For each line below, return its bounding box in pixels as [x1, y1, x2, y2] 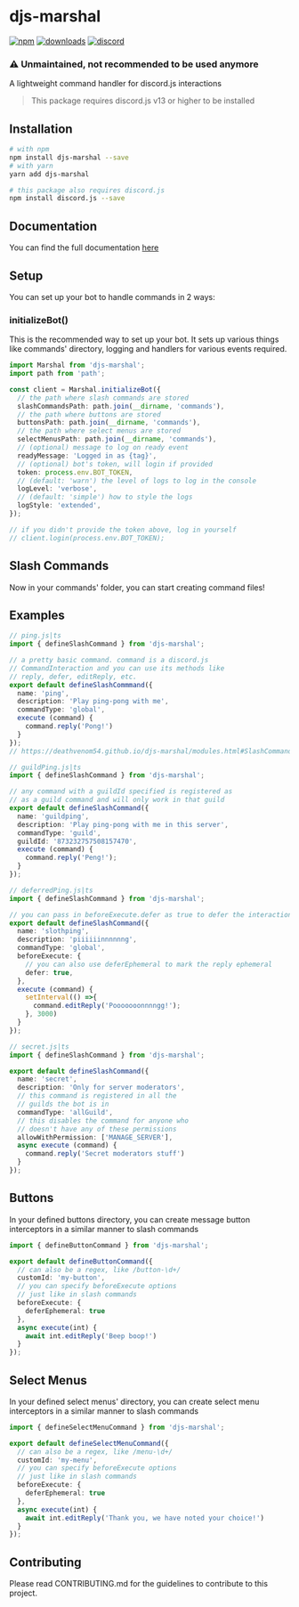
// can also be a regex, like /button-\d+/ [17, 1265, 181, 1274]
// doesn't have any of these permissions [17, 1124, 177, 1133]
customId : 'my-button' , [17, 1273, 105, 1283]
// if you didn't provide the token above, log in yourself [9, 525, 238, 534]
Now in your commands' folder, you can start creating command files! [9, 581, 265, 593]
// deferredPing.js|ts [9, 886, 93, 895]
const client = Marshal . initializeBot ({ [9, 385, 162, 394]
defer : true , [25, 968, 74, 977]
